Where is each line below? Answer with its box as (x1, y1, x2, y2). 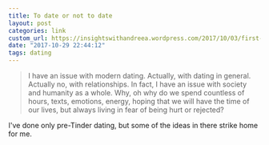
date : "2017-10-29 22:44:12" (8, 42, 106, 50)
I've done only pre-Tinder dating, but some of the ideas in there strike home (8, 121, 259, 130)
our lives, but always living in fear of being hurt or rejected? (27, 105, 224, 115)
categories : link (8, 26, 66, 34)
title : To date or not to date (8, 11, 113, 20)
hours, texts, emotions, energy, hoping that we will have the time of (27, 97, 250, 106)
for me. (8, 129, 32, 139)
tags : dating (8, 49, 52, 57)
